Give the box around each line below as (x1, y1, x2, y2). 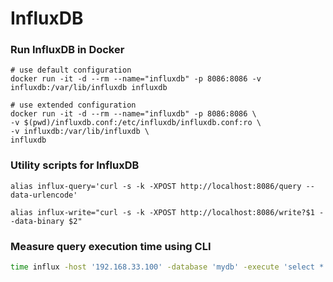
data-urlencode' (10, 190, 78, 200)
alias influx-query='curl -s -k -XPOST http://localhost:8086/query (10, 181, 302, 191)
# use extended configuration (10, 100, 137, 111)
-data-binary (10, 216, 65, 226)
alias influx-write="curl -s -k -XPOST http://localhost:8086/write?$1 (10, 207, 315, 217)
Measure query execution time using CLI (10, 239, 212, 253)
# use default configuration (10, 65, 132, 76)
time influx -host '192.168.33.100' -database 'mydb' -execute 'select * (10, 262, 325, 272)
